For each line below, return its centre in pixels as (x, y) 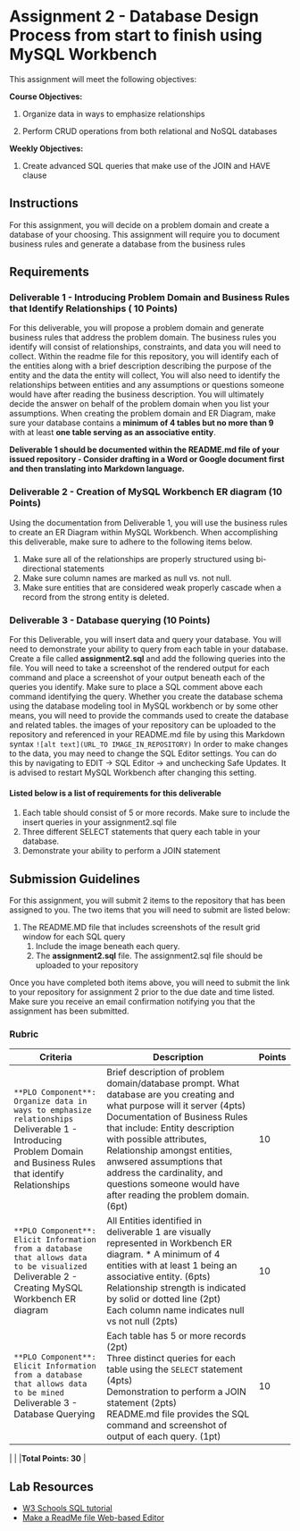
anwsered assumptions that (165, 1162)
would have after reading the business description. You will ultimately (137, 394)
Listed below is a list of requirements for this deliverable (115, 793)
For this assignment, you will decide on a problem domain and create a (139, 224)
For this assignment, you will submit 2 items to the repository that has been (147, 901)
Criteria (56, 1057)
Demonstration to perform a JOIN (177, 1392)
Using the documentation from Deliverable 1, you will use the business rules (149, 522)
